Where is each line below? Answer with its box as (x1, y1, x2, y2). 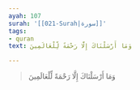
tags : (8, 27, 27, 35)
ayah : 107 (8, 11, 42, 20)
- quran (8, 34, 35, 43)
